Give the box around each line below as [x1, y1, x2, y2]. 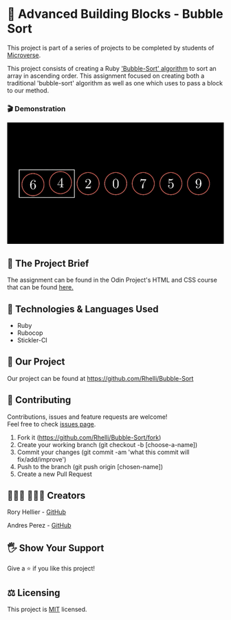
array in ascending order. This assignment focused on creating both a [7, 72, 205, 80]
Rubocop [16, 329, 43, 337]
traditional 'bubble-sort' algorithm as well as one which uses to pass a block [7, 79, 223, 87]
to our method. [7, 86, 49, 94]
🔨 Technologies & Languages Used [7, 303, 159, 315]
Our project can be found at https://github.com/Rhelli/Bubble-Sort [7, 374, 194, 382]
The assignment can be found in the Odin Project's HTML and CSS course [7, 276, 218, 285]
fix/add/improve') [16, 455, 67, 464]
